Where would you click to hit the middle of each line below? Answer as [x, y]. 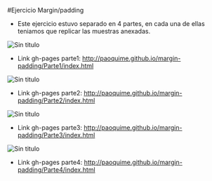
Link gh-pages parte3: [50, 128]
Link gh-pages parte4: [50, 162]
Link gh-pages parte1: [49, 58]
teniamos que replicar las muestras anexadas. [84, 31]
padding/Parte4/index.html [57, 170]
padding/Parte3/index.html [56, 135]
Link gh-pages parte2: [50, 93]
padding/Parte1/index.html [55, 66]
